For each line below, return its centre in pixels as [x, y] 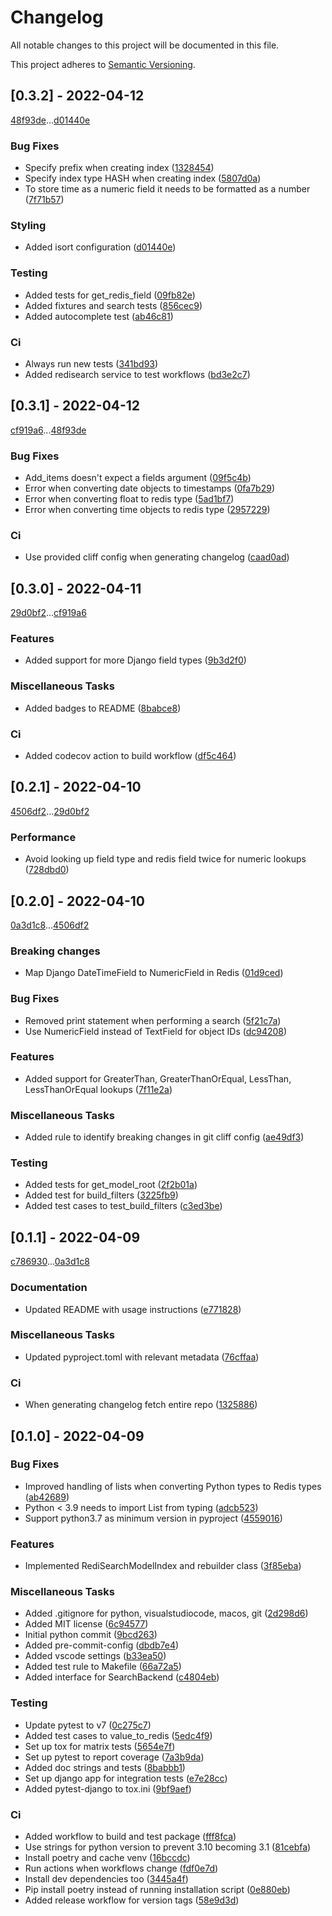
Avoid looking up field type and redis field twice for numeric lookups [165, 859]
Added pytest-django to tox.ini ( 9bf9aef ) [108, 1788]
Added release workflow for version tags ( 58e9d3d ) [132, 1900]
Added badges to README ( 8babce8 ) [103, 708]
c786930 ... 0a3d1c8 [50, 1262]
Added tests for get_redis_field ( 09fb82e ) [110, 295]
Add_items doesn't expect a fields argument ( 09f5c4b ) [138, 478]
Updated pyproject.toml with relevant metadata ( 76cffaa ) [142, 1357]
